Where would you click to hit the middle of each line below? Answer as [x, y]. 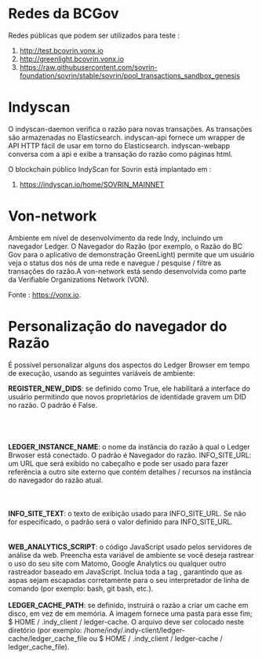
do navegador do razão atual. [56, 480]
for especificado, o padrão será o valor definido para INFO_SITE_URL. [121, 522]
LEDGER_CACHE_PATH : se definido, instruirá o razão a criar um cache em [128, 605]
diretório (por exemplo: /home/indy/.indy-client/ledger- [97, 630]
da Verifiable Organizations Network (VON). [79, 279]
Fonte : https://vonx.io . [45, 294]
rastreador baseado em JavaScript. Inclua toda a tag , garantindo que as [125, 572]
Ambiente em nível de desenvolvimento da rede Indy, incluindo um [116, 238]
